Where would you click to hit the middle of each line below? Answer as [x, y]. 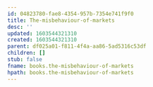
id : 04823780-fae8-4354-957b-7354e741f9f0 [71, 14]
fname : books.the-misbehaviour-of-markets [71, 66]
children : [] [26, 53]
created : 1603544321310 [42, 40]
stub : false [25, 60]
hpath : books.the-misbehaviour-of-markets [71, 72]
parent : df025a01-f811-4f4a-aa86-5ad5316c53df [77, 46]
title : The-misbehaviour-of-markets [61, 20]
